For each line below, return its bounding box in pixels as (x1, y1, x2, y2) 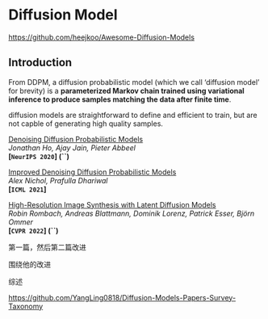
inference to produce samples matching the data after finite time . (8, 94, 232, 104)
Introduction (8, 56, 73, 69)
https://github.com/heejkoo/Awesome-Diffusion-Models (8, 32, 195, 42)
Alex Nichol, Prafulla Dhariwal (8, 175, 108, 185)
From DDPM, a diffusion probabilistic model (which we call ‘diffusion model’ (8, 77, 260, 86)
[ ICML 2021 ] (8, 184, 47, 194)
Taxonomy (8, 301, 44, 311)
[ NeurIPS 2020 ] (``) (8, 151, 70, 161)
